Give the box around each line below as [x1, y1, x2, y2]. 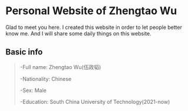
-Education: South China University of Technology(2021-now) [19, 98, 170, 105]
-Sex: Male [19, 87, 47, 94]
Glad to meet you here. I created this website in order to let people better [5, 24, 182, 31]
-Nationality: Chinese [19, 75, 72, 82]
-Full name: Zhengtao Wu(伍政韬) [19, 63, 101, 70]
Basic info [5, 47, 43, 57]
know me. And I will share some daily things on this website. [5, 30, 151, 37]
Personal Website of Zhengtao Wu [5, 4, 177, 18]
